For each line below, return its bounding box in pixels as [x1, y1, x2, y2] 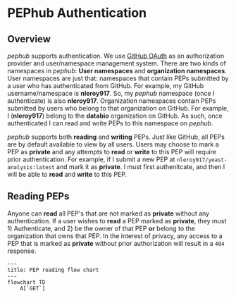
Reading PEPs [7, 190, 70, 202]
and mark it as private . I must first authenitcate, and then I [56, 163, 225, 170]
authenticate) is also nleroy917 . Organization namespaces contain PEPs [7, 97, 216, 105]
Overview [7, 33, 51, 45]
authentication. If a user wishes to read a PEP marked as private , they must [7, 216, 227, 225]
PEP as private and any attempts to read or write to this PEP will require [7, 148, 217, 156]
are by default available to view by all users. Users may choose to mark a [7, 140, 220, 149]
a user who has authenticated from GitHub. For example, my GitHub [7, 82, 204, 89]
